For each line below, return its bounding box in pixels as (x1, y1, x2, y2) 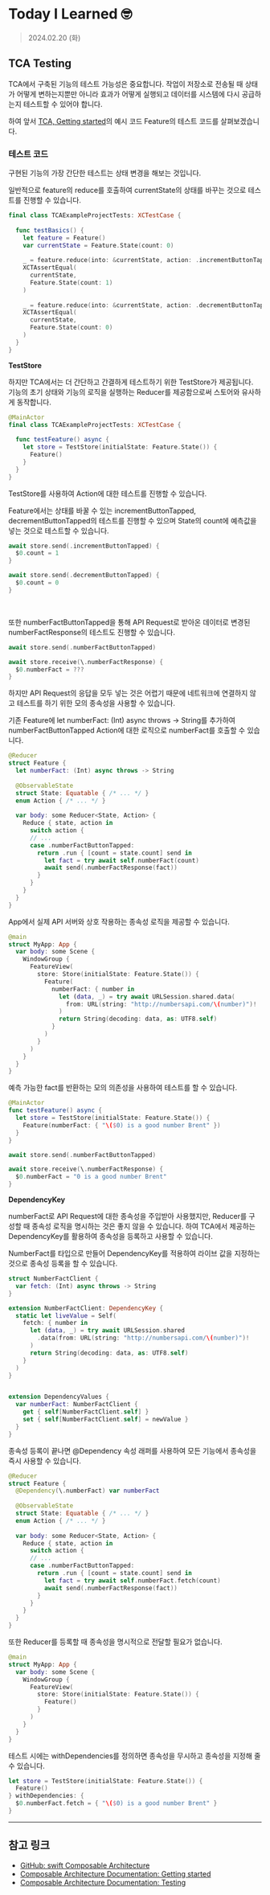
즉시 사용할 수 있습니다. (8, 1456, 82, 1466)
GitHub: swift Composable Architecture (19, 1860, 150, 1870)
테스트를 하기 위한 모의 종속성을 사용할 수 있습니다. (16, 699, 175, 708)
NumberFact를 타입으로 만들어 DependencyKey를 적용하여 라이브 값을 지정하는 (8, 1249, 261, 1258)
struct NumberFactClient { (8, 1275, 99, 1283)
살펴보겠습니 (220, 116, 260, 125)
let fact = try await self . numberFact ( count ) (43, 856, 199, 864)
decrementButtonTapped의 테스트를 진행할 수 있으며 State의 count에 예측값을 (8, 515, 257, 525)
